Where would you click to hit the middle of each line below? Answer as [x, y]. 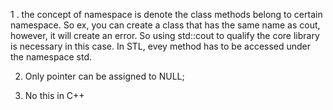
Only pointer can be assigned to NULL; [104, 76]
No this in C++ [54, 95]
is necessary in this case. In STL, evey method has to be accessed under [161, 46]
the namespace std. [51, 57]
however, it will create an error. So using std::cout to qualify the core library [165, 35]
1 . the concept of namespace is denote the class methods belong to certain [166, 14]
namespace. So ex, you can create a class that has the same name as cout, [165, 25]
